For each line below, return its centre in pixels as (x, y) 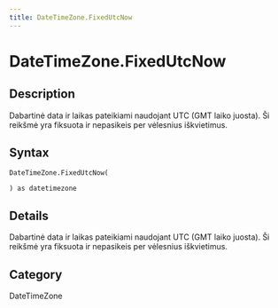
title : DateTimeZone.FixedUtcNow (71, 17)
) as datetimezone (43, 189)
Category (36, 275)
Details (29, 215)
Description (42, 94)
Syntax (29, 153)
